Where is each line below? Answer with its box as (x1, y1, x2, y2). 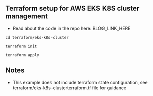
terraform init (5, 44, 37, 49)
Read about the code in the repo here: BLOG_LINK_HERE (12, 25, 131, 31)
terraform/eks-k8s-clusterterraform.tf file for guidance (12, 85, 127, 91)
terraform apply (5, 52, 39, 57)
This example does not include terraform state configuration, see (12, 79, 148, 85)
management (5, 12, 48, 21)
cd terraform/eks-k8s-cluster (5, 35, 69, 40)
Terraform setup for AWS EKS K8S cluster (5, 4, 140, 13)
